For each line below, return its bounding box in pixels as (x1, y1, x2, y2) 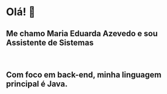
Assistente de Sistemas (6, 37, 94, 47)
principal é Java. (6, 79, 68, 89)
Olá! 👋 (6, 5, 36, 19)
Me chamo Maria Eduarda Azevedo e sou (6, 29, 158, 39)
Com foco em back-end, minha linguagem (6, 70, 162, 80)
